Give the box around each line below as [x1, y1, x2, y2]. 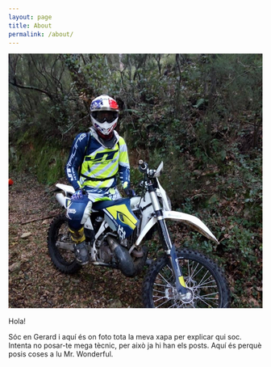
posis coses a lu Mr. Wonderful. [8, 349, 114, 359]
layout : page [8, 13, 52, 21]
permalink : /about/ [8, 30, 74, 38]
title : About [8, 21, 52, 30]
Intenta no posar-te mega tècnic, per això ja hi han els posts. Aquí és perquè [8, 340, 262, 351]
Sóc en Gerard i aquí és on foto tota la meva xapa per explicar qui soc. [8, 332, 242, 342]
